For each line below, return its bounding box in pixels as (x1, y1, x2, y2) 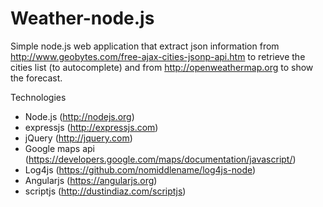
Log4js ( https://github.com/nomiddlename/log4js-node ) (24, 163, 257, 176)
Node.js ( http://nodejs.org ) (24, 110, 135, 122)
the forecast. (10, 72, 63, 84)
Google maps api (24, 142, 95, 154)
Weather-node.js (10, 7, 155, 30)
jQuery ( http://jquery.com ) (24, 132, 133, 144)
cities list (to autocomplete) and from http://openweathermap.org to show (10, 61, 314, 73)
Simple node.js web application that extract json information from (10, 40, 280, 52)
